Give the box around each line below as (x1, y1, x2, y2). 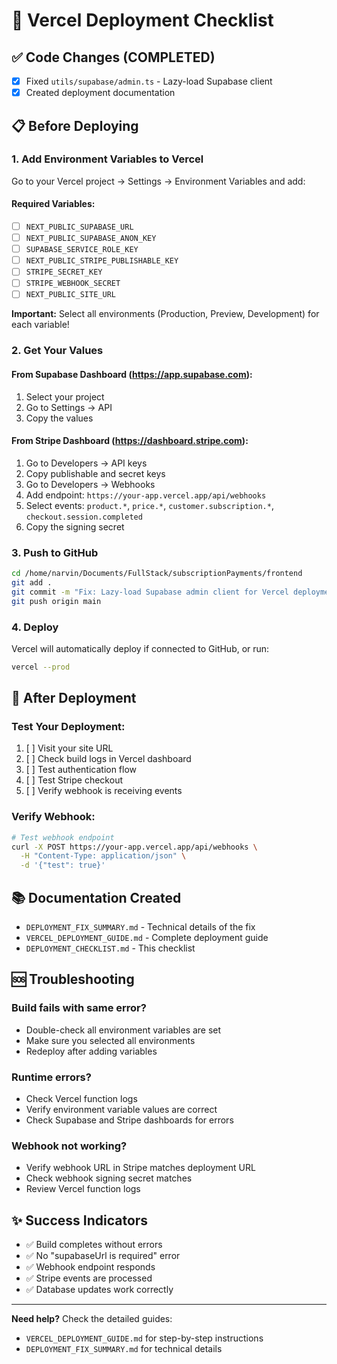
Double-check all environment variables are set (25, 1024, 222, 1036)
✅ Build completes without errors (25, 1239, 163, 1251)
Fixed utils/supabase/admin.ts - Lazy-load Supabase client (25, 75, 273, 87)
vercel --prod (11, 662, 71, 672)
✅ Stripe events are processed (25, 1272, 153, 1284)
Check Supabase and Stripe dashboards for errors (25, 1114, 234, 1126)
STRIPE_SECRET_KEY (25, 267, 103, 278)
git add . (11, 577, 53, 588)
